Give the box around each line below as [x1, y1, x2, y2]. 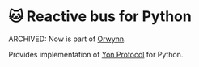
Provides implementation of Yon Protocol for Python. [8, 49, 184, 59]
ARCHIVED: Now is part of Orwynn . [8, 34, 127, 44]
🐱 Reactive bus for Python [8, 7, 192, 26]
